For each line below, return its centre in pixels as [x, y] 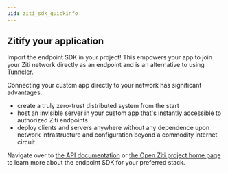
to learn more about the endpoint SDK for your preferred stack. [96, 163]
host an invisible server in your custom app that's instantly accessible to [119, 113]
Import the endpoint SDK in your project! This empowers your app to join [110, 57]
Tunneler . [20, 72]
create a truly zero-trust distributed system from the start [98, 106]
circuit [26, 142]
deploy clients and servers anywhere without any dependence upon [113, 128]
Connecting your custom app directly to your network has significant [104, 85]
